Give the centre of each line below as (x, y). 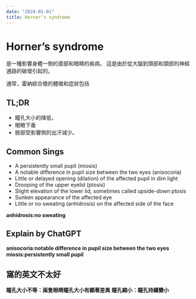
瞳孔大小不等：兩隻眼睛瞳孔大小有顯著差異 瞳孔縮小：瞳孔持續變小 (88, 290)
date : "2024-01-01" (30, 12)
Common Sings (35, 152)
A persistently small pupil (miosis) (56, 166)
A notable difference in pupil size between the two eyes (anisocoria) (98, 172)
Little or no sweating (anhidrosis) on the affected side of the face (94, 204)
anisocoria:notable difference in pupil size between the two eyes (88, 248)
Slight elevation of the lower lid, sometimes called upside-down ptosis (100, 191)
